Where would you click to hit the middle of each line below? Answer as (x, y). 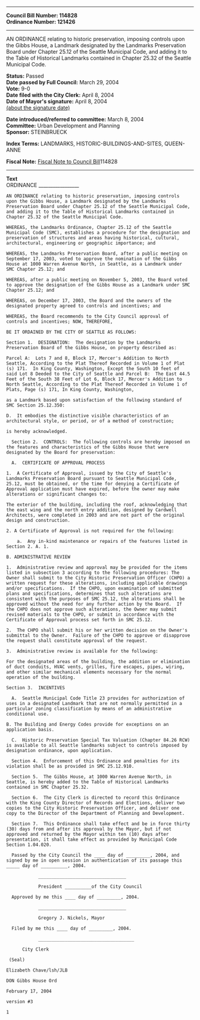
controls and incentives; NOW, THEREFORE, (60, 322)
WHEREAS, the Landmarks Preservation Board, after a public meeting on (97, 254)
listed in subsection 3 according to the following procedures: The (93, 573)
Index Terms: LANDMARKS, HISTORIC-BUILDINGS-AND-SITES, (85, 143)
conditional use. (28, 714)
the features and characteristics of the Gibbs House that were (87, 447)
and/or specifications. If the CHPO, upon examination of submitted (94, 588)
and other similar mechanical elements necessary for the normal (89, 672)
